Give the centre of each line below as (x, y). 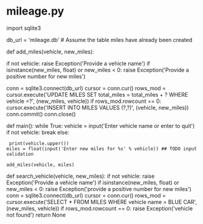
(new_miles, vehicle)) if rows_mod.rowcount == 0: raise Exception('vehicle (100, 208)
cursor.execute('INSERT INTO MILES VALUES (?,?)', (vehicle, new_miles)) (98, 107)
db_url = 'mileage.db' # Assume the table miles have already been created (99, 40)
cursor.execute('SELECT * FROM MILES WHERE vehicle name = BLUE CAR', (102, 201)
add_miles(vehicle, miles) (40, 165)
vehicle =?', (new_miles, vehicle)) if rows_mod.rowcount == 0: (84, 101)
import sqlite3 (24, 28)
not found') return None (36, 215)
